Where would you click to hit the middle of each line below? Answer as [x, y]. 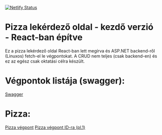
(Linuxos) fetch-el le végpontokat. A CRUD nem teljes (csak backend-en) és [81, 56]
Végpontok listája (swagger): [65, 81]
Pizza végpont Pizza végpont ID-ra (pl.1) [45, 127]
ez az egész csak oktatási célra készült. [45, 61]
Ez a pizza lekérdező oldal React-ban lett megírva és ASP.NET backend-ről [80, 51]
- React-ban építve [44, 38]
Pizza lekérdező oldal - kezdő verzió [79, 27]
